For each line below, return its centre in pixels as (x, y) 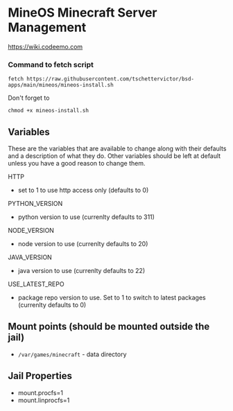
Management (47, 27)
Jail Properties (40, 376)
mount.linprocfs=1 (44, 400)
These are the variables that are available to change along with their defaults (117, 149)
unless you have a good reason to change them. (77, 164)
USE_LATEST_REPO (36, 284)
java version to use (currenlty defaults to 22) (81, 271)
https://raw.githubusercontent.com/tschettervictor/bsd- (110, 79)
